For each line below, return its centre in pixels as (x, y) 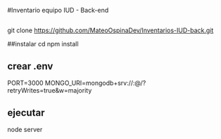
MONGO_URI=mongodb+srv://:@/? (95, 83)
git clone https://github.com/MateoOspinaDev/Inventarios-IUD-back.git (110, 30)
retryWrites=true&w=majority (50, 91)
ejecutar (26, 113)
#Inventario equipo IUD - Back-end (58, 10)
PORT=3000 (25, 83)
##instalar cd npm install (43, 44)
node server (25, 130)
